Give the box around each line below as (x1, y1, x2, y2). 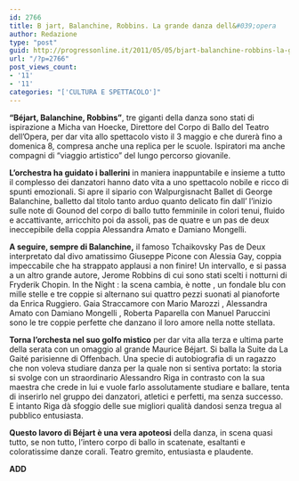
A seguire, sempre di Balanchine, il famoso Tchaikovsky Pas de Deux (9, 241, 266, 252)
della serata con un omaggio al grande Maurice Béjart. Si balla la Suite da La (9, 344, 289, 355)
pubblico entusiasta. (9, 410, 84, 420)
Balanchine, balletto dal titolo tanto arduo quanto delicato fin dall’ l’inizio (9, 195, 273, 206)
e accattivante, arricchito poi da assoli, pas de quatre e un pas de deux (9, 215, 270, 225)
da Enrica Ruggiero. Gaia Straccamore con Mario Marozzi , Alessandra (9, 298, 268, 308)
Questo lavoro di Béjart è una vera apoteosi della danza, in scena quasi (9, 427, 273, 437)
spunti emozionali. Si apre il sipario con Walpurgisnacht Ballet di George (9, 186, 273, 197)
